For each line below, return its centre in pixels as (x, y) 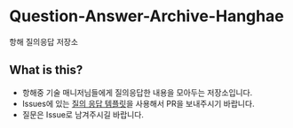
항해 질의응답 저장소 (44, 41)
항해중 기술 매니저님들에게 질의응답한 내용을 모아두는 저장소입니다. (137, 92)
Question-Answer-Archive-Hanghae (146, 16)
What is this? (46, 70)
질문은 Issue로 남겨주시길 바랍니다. (83, 114)
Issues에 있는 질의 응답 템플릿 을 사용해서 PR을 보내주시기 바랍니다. (138, 103)
